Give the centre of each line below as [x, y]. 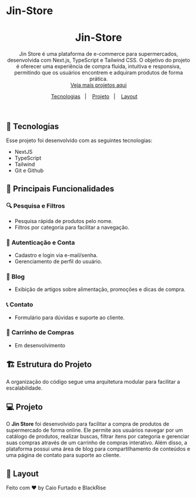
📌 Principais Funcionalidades [60, 189]
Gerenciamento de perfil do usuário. [58, 261]
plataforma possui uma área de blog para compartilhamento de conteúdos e [98, 449]
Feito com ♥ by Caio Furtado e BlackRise [56, 488]
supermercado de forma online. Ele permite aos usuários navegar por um [94, 430]
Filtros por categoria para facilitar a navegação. [72, 227]
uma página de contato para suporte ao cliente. [63, 455]
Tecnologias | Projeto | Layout [94, 97]
